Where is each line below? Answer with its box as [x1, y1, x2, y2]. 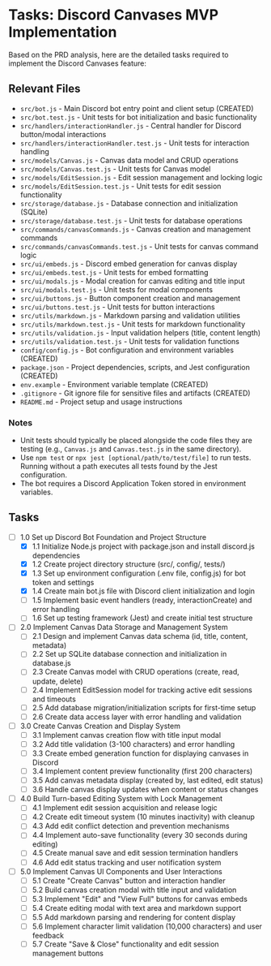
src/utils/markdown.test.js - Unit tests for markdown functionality [19, 319, 246, 329]
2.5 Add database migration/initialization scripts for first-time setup [32, 702, 256, 712]
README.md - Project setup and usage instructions [19, 396, 183, 407]
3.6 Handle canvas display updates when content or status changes [32, 785, 259, 795]
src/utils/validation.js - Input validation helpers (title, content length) [19, 327, 261, 338]
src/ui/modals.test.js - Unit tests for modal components [19, 284, 213, 294]
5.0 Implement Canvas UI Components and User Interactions [19, 866, 222, 876]
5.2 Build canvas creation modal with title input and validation [32, 885, 237, 895]
